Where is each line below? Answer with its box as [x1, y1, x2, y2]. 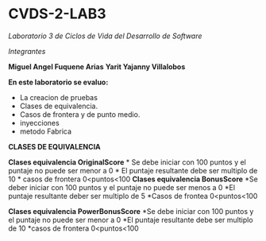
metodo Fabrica [19, 126, 72, 136]
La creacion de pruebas [19, 92, 98, 102]
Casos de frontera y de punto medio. [19, 109, 141, 119]
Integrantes [8, 46, 46, 56]
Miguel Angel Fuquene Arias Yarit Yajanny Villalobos [8, 61, 186, 72]
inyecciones [19, 118, 60, 127]
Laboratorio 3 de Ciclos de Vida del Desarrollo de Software [8, 31, 202, 41]
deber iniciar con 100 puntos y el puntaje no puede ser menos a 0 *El [8, 182, 236, 192]
